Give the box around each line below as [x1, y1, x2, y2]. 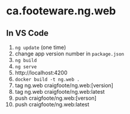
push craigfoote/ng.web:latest [14, 101, 90, 108]
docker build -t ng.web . [14, 76, 80, 82]
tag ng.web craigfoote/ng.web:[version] [14, 82, 114, 89]
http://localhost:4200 [14, 69, 68, 76]
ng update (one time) [14, 44, 66, 51]
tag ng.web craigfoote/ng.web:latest [14, 88, 105, 95]
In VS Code [6, 28, 49, 38]
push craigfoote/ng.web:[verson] [14, 94, 97, 101]
